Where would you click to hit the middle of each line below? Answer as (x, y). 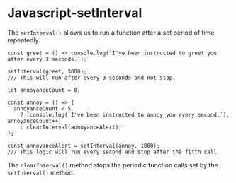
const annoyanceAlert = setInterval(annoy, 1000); (84, 146)
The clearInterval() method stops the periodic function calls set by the (113, 165)
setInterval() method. (41, 172)
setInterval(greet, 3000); (47, 71)
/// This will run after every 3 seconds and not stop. (91, 78)
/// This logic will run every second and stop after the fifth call (112, 152)
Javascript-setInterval (75, 13)
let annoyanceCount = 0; (44, 90)
